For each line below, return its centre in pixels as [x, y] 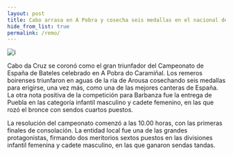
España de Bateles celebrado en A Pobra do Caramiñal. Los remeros [105, 73]
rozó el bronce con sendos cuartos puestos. [70, 110]
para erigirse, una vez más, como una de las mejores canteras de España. [113, 88]
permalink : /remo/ [34, 33]
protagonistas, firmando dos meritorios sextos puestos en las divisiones [110, 138]
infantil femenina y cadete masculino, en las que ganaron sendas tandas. [111, 145]
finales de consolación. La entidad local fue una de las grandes [97, 130]
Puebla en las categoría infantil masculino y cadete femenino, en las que [111, 103]
